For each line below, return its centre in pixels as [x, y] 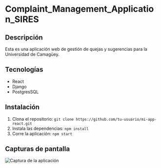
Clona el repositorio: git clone [43, 119]
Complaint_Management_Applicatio [80, 9]
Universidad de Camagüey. [32, 54]
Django [19, 86]
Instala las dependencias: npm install [50, 128]
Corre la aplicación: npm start [42, 133]
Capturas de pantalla [37, 149]
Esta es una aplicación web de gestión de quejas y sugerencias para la [76, 49]
